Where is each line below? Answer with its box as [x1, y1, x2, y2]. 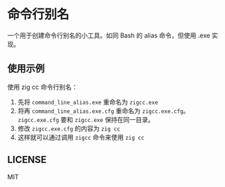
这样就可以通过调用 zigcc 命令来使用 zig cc [17, 133, 145, 141]
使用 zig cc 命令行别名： [7, 83, 78, 91]
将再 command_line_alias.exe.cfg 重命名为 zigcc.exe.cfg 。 [17, 107, 190, 115]
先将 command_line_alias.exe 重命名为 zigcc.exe [17, 97, 159, 106]
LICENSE [7, 154, 47, 166]
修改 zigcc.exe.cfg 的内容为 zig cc [17, 124, 121, 133]
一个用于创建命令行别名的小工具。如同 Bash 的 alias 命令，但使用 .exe [7, 31, 210, 40]
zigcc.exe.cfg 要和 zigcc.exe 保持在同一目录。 [17, 115, 155, 123]
